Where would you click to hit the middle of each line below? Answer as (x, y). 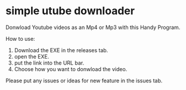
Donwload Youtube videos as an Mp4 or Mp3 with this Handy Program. (93, 27)
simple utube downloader (70, 11)
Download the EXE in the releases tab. (61, 50)
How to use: (20, 38)
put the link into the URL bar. (49, 63)
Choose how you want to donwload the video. (71, 69)
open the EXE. (32, 56)
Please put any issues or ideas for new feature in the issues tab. (84, 81)
